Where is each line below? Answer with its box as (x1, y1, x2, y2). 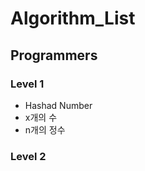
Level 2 (10, 149, 47, 163)
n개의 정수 (24, 123, 66, 136)
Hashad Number (24, 99, 93, 111)
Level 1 (10, 77, 45, 91)
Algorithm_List (10, 7, 136, 30)
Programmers (10, 47, 98, 64)
